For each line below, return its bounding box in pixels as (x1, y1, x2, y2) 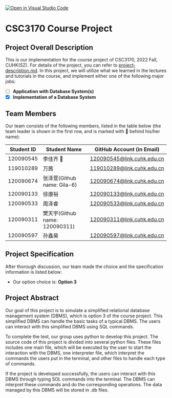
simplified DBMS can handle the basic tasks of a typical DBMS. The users (5, 318, 161, 324)
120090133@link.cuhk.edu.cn (90, 190, 164, 197)
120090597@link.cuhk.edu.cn (90, 232, 164, 239)
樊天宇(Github (42, 210, 77, 217)
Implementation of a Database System (12, 94, 96, 100)
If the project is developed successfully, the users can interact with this (5, 370, 156, 377)
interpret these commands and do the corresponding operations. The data (5, 381, 162, 387)
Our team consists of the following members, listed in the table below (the (5, 123, 161, 129)
